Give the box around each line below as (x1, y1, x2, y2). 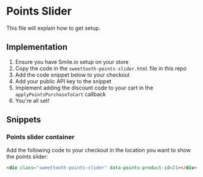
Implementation (6, 42, 68, 52)
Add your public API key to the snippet (15, 77, 112, 85)
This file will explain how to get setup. (6, 24, 101, 32)
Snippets (6, 114, 41, 125)
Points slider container (6, 133, 75, 141)
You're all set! (15, 97, 50, 104)
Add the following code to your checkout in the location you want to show (6, 147, 191, 154)
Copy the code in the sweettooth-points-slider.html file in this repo (15, 64, 187, 72)
